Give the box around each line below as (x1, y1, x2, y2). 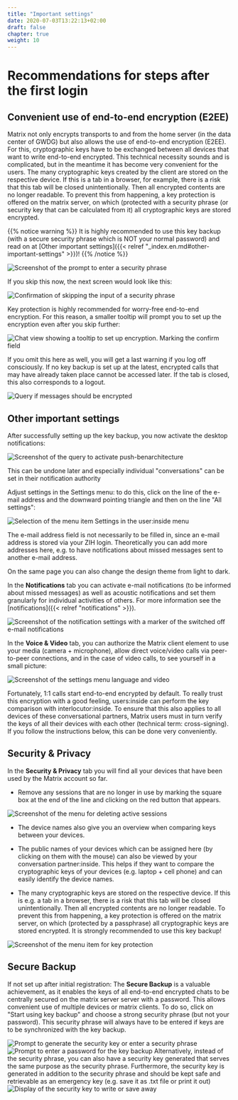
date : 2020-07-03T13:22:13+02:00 (7, 17, 107, 24)
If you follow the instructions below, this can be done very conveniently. (7, 727, 217, 735)
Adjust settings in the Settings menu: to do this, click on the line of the (7, 487, 212, 496)
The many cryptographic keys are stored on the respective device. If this (17, 888, 231, 897)
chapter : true (7, 30, 50, 38)
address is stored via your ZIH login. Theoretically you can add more (7, 538, 207, 546)
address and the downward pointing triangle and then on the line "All (21, 495, 222, 504)
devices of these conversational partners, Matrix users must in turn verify (7, 712, 222, 720)
